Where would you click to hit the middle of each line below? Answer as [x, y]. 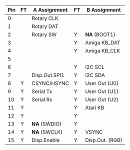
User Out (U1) [101, 91]
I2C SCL [95, 67]
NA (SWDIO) [46, 124]
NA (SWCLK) [47, 132]
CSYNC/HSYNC [50, 83]
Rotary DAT [45, 26]
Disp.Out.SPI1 [48, 75]
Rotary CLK [45, 18]
